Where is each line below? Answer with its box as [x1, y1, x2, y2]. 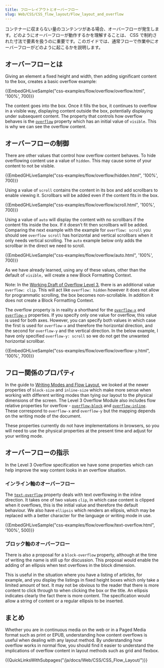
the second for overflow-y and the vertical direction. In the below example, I [5, 328, 158, 334]
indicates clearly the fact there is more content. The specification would [5, 593, 150, 599]
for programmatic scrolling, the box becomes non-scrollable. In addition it [5, 292, 154, 298]
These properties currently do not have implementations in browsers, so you [5, 422, 160, 428]
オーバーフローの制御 [5, 139, 70, 147]
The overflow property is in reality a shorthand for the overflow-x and [5, 307, 145, 313]
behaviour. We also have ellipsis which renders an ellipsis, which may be [5, 507, 155, 513]
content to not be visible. [5, 163, 55, 169]
